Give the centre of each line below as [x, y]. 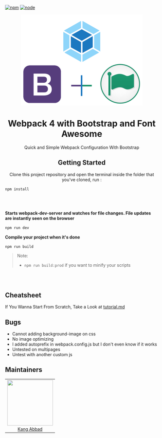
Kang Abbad [30, 429]
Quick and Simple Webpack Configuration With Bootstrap [82, 147]
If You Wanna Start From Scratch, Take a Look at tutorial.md [65, 307]
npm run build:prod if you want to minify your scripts [77, 265]
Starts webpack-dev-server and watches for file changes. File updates [78, 213]
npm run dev [17, 228]
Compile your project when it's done [43, 237]
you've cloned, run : [82, 180]
